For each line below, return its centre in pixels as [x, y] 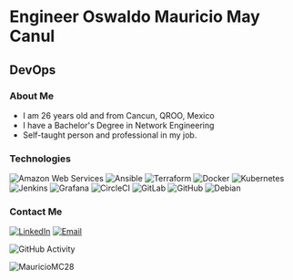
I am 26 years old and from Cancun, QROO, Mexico [119, 115]
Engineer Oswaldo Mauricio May [135, 17]
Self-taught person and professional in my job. [110, 135]
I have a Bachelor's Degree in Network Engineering [118, 125]
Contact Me [36, 212]
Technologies [40, 159]
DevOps [33, 70]
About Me [32, 96]
